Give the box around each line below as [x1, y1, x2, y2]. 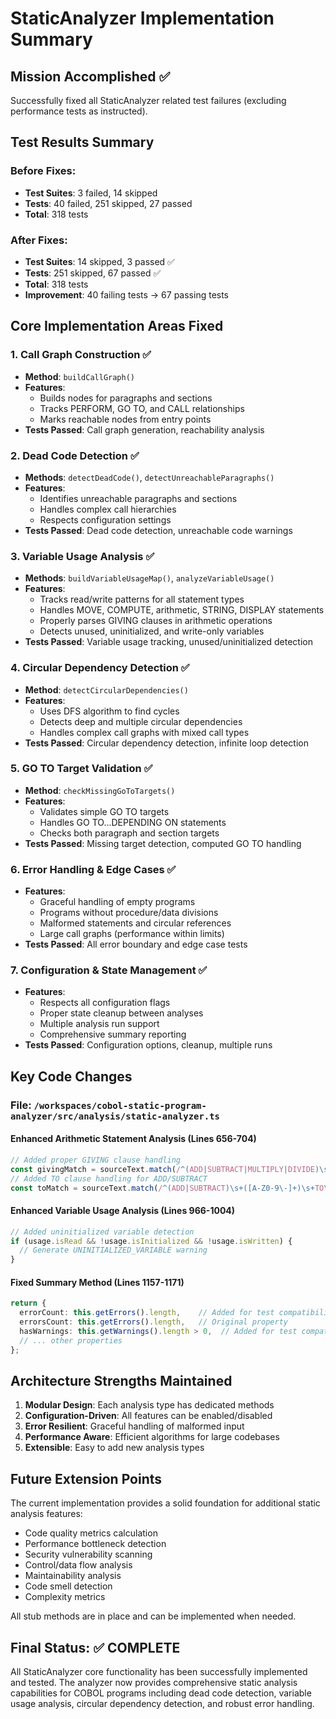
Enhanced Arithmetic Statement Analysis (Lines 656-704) [10, 1133, 257, 1145]
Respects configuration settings [39, 513, 172, 526]
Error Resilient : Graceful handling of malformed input [24, 1420, 245, 1432]
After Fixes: [10, 233, 68, 247]
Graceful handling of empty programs [39, 896, 196, 908]
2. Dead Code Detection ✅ [10, 448, 140, 462]
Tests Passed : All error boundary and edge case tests [24, 938, 248, 951]
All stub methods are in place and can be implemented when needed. [10, 1610, 297, 1622]
